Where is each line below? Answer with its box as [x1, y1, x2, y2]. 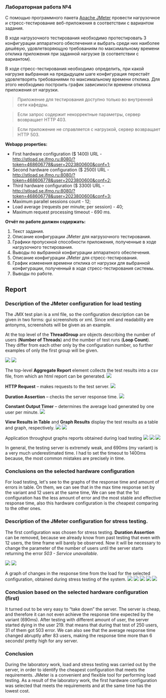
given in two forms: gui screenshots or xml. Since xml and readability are [5, 316, 154, 322]
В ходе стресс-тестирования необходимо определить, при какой [5, 66, 144, 72]
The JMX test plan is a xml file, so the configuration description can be [5, 311, 150, 317]
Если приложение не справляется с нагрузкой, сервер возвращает [17, 126, 161, 132]
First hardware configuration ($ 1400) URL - [12, 151, 102, 157]
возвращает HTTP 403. [17, 117, 67, 123]
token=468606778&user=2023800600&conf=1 [12, 162, 110, 168]
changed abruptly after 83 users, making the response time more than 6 [5, 632, 153, 638]
